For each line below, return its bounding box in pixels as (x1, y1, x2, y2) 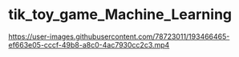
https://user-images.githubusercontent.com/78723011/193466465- (8, 32, 230, 41)
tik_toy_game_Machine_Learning (8, 6, 233, 24)
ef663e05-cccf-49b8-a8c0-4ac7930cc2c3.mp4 (8, 40, 170, 49)
